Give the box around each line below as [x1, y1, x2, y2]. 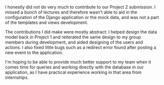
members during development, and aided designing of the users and [5, 39, 143, 45]
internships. [5, 75, 29, 80]
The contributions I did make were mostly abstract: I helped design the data [5, 29, 157, 34]
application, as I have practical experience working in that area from [5, 69, 142, 75]
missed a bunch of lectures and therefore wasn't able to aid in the [5, 9, 138, 15]
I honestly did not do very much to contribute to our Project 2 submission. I [5, 4, 156, 10]
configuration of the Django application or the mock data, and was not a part [5, 15, 159, 20]
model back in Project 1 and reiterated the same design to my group [5, 34, 142, 40]
